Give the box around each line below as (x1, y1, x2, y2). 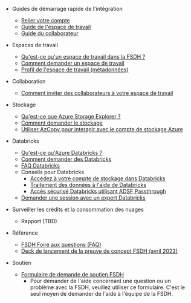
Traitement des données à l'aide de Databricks (30, 181, 147, 188)
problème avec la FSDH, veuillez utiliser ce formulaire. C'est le (30, 284, 186, 291)
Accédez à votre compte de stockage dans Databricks (30, 175, 166, 182)
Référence (11, 229, 38, 236)
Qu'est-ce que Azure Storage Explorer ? (21, 113, 121, 120)
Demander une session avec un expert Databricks (21, 194, 146, 201)
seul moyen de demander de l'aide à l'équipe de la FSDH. (30, 290, 173, 297)
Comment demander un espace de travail (21, 60, 125, 67)
